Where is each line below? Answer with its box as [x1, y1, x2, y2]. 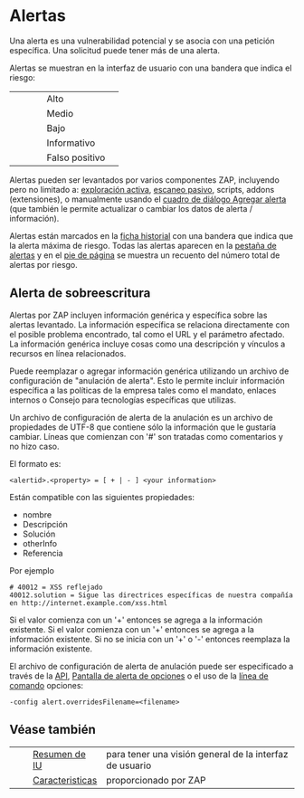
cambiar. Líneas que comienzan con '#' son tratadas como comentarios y [9, 431, 283, 442]
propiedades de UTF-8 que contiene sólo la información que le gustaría [9, 422, 277, 432]
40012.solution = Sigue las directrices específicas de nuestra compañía [9, 590, 294, 600]
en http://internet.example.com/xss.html [9, 598, 168, 607]
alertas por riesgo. [9, 259, 79, 270]
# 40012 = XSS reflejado [9, 583, 103, 592]
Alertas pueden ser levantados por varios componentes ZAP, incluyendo [9, 174, 280, 185]
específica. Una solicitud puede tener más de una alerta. [9, 44, 220, 55]
